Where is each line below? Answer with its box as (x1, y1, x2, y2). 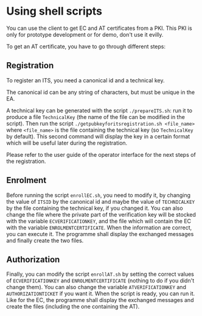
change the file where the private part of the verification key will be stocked (6, 210, 197, 218)
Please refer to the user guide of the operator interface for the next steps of (6, 151, 196, 158)
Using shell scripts (6, 4, 102, 18)
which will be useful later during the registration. (6, 139, 128, 146)
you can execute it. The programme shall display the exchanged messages (6, 230, 194, 237)
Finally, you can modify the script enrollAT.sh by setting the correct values (6, 270, 195, 278)
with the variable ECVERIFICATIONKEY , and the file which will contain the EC (6, 217, 192, 224)
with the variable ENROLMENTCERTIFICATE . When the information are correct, (6, 224, 192, 231)
